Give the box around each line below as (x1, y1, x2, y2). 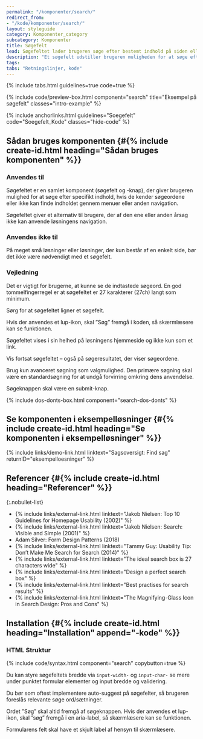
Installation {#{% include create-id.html (6, 618, 160, 628)
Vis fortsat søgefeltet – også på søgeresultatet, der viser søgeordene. (6, 355, 179, 362)
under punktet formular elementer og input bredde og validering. (6, 677, 167, 685)
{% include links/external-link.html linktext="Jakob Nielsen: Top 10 (14, 510, 180, 518)
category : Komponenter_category (6, 32, 88, 38)
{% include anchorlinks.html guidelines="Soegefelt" (6, 112, 136, 119)
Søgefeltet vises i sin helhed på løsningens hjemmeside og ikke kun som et (6, 336, 193, 344)
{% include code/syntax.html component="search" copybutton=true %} (6, 659, 186, 667)
